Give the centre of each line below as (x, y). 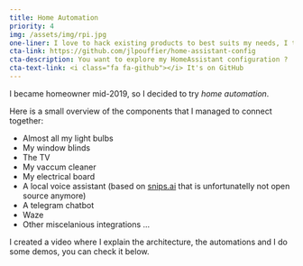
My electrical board (59, 176)
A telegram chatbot (58, 205)
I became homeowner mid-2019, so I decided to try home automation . (139, 93)
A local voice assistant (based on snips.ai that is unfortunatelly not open (156, 186)
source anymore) (54, 196)
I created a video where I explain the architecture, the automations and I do (149, 242)
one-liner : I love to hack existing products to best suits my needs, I (149, 43)
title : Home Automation (54, 18)
